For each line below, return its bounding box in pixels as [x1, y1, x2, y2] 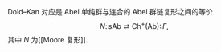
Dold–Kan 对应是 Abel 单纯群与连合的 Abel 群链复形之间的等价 [7, 7, 214, 16]
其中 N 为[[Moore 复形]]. [7, 34, 88, 44]
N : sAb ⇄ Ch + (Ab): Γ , [99, 20, 170, 30]
